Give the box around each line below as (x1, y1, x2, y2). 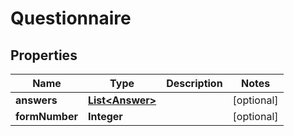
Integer (87, 110, 123, 123)
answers (15, 93, 58, 107)
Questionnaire (10, 7, 132, 30)
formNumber (15, 110, 78, 123)
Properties (10, 47, 78, 64)
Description (166, 77, 223, 90)
